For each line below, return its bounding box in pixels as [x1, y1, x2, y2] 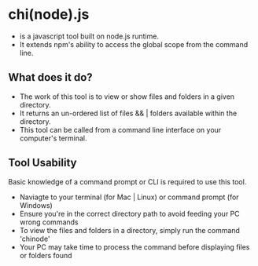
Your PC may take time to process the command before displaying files [19, 242, 250, 252]
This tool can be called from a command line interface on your [19, 125, 222, 134]
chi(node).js [8, 5, 90, 24]
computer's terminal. [19, 133, 88, 143]
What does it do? [8, 71, 93, 84]
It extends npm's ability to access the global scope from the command [19, 39, 249, 49]
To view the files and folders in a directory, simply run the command [19, 225, 240, 235]
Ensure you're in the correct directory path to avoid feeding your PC [19, 209, 240, 218]
